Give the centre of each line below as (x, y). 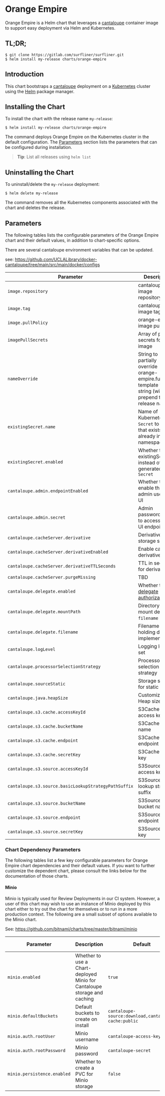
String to (148, 354)
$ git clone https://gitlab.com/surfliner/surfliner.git (65, 55)
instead (147, 463)
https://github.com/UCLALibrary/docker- (56, 259)
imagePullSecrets (28, 340)
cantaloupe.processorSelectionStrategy (54, 667)
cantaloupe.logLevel (31, 649)
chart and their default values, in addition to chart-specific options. (73, 240)
